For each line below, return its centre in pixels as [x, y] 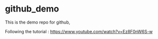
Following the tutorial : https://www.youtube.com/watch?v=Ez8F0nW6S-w [79, 31]
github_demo [32, 9]
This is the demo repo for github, [38, 22]
